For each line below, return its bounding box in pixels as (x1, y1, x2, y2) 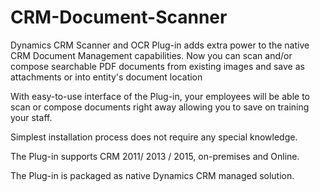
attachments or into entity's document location (10, 71, 203, 83)
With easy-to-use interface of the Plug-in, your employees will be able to (10, 90, 310, 102)
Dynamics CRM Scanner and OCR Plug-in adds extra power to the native (10, 39, 310, 51)
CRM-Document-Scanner (10, 6, 228, 29)
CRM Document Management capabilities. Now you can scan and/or (10, 49, 293, 61)
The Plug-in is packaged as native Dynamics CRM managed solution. (10, 169, 295, 181)
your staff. (10, 111, 53, 123)
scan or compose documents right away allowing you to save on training (10, 101, 310, 113)
